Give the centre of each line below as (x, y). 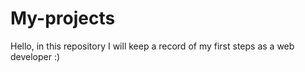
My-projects (63, 18)
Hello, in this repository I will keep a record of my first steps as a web (152, 46)
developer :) (35, 56)
